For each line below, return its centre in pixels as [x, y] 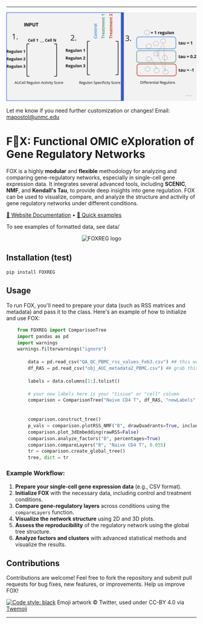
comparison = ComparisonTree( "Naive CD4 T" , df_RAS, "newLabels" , [113, 400]
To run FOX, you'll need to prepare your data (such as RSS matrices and [96, 305]
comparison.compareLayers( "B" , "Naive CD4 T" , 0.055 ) [97, 445]
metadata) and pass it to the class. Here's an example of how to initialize [96, 312]
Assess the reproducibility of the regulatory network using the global [102, 525]
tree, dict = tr [48, 458]
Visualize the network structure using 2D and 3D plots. [85, 519]
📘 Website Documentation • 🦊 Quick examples [64, 215]
